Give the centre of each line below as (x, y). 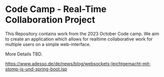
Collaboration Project (50, 20)
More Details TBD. (24, 54)
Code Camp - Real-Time (56, 9)
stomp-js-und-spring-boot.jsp (36, 69)
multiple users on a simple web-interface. (48, 44)
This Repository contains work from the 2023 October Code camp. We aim (82, 33)
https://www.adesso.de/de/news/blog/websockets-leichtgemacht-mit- (78, 63)
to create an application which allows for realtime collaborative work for (79, 39)
